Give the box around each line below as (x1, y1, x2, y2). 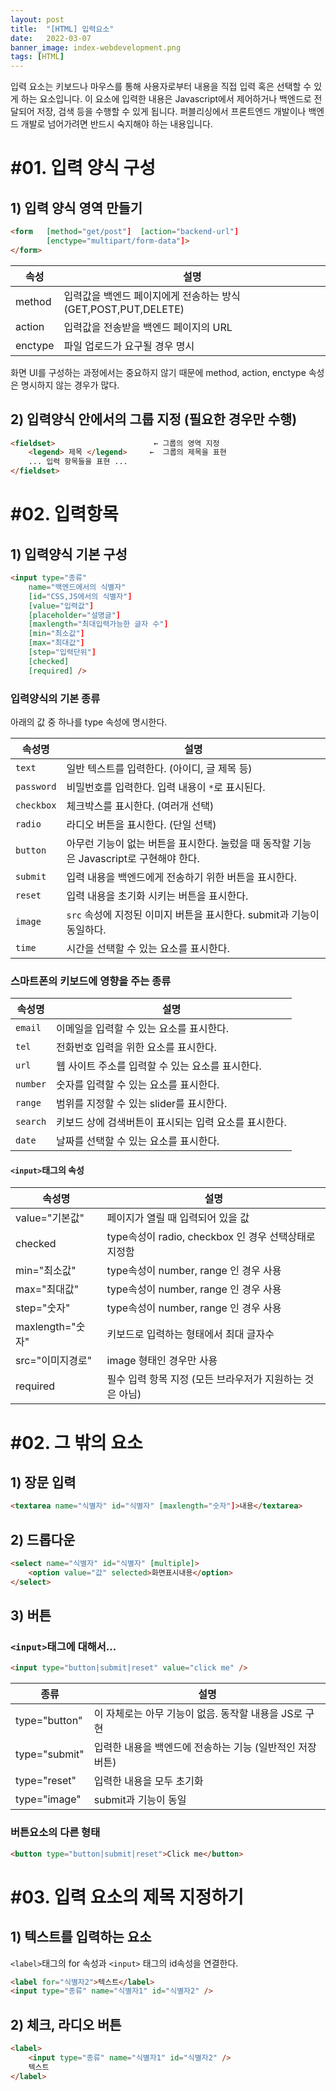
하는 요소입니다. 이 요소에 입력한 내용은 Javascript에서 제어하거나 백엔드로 (20, 93, 312, 105)
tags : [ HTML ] (10, 52, 65, 62)
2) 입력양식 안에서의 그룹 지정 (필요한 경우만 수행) (10, 411, 298, 428)
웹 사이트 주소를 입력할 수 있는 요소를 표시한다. (56, 1059, 262, 1073)
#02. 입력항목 (10, 503, 119, 526)
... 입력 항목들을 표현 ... (28, 457, 128, 467)
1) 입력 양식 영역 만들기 (10, 199, 143, 216)
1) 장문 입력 (10, 1474, 77, 1491)
